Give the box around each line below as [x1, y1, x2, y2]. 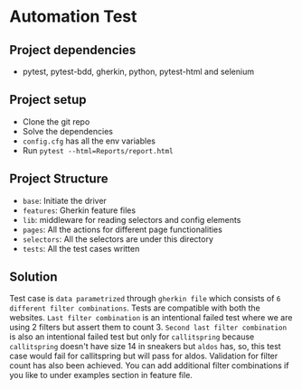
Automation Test [9, 6, 137, 27]
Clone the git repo [22, 116, 90, 127]
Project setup [9, 92, 88, 107]
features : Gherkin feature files [22, 205, 137, 216]
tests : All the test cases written [22, 243, 140, 254]
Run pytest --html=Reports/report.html [22, 144, 174, 155]
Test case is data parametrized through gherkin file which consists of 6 [9, 293, 281, 304]
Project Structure [9, 171, 109, 187]
